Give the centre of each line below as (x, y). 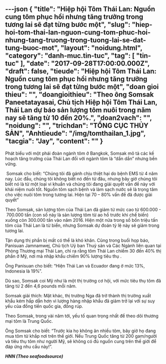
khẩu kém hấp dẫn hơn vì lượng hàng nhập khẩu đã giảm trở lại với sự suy (80, 301)
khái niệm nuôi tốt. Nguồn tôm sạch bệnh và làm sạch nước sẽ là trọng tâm (82, 189)
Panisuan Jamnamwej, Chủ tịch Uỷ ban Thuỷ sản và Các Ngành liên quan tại (83, 245)
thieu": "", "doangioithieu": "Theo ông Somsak (80, 95)
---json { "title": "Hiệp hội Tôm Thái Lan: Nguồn (80, 9)
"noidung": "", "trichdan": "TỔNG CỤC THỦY (77, 126)
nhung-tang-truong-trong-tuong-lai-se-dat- (76, 40)
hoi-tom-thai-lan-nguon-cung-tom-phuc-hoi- (78, 33)
